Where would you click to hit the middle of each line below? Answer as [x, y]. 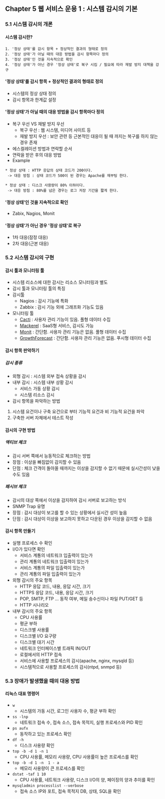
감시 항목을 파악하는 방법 [36, 401]
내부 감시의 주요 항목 [32, 611]
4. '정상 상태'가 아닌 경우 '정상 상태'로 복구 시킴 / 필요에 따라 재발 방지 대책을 [79, 64]
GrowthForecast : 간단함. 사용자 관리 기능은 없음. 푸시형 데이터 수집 [85, 338]
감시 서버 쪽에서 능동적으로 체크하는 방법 [51, 456]
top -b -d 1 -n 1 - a [36, 763]
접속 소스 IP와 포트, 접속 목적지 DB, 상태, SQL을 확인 [70, 791]
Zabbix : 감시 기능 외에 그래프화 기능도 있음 [62, 307]
